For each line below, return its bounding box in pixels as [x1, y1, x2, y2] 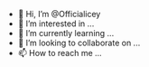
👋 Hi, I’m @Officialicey [17, 9, 101, 19]
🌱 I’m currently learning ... [17, 28, 115, 38]
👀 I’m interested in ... [17, 18, 95, 29]
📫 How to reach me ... [17, 48, 102, 58]
